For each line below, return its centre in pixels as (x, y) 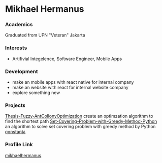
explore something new (36, 93)
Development (22, 71)
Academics (19, 25)
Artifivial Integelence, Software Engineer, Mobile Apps (67, 59)
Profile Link (19, 145)
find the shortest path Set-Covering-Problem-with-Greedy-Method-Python (81, 121)
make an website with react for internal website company (70, 88)
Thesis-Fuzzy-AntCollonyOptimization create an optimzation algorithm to (79, 116)
